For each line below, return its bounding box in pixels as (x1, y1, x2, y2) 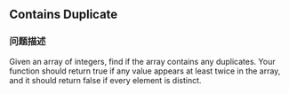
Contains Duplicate (9, 7, 118, 22)
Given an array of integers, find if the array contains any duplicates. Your (9, 56, 276, 67)
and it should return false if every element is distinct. (9, 74, 202, 85)
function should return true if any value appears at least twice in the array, (9, 66, 281, 76)
